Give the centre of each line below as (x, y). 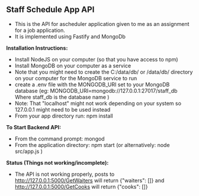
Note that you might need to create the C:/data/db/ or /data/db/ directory (104, 72)
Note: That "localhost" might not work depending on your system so (98, 103)
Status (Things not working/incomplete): (57, 162)
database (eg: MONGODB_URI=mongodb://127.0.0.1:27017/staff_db (96, 90)
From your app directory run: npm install (64, 116)
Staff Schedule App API (50, 10)
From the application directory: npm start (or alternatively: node (92, 145)
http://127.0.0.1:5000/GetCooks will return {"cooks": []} (81, 187)
